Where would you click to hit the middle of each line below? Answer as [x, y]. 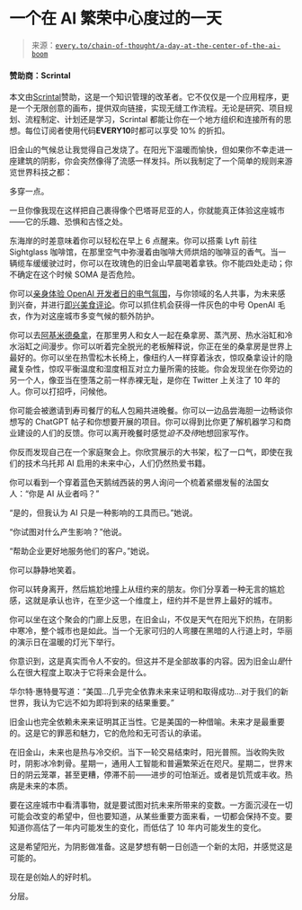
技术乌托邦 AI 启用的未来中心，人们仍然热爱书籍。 [118, 463]
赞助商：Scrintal [40, 75]
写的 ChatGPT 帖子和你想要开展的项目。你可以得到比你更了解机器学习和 [150, 422]
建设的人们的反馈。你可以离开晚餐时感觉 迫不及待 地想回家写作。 [135, 433]
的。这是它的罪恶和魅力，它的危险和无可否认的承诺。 [108, 733]
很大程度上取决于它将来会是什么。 [88, 673]
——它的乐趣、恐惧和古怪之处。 [68, 222]
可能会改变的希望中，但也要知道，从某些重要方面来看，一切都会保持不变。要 [151, 816]
